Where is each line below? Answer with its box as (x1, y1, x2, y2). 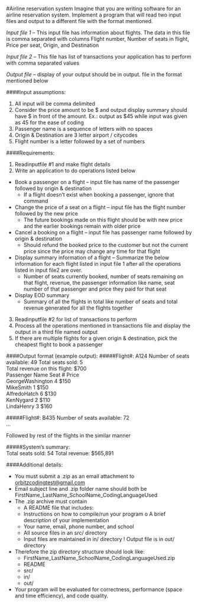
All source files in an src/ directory (23, 529, 108, 536)
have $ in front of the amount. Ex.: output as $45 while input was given (14, 112, 187, 120)
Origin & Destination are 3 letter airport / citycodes (14, 131, 138, 139)
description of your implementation (23, 517, 109, 523)
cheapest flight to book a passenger (14, 341, 103, 348)
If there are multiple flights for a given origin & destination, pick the (14, 334, 177, 342)
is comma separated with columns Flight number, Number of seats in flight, (6, 36, 189, 42)
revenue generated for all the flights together (23, 304, 133, 311)
